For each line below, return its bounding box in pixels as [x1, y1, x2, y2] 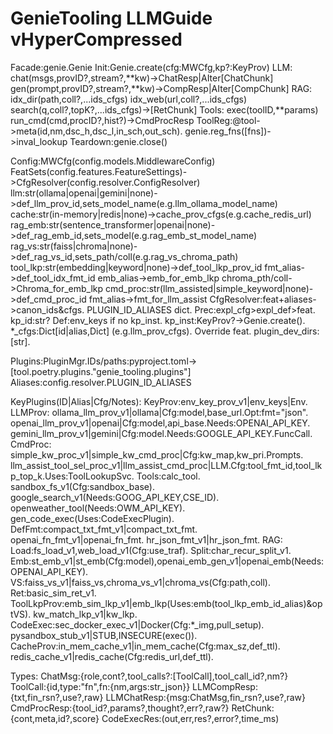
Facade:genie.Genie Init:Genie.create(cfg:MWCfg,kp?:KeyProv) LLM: [10, 61, 293, 73]
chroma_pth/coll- [221, 272, 293, 284]
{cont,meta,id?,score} [10, 712, 100, 724]
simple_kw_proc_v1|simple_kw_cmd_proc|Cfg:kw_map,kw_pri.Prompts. [10, 448, 304, 461]
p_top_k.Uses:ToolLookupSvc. [10, 470, 135, 482]
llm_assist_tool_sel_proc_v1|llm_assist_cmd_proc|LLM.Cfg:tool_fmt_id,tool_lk [10, 459, 323, 471]
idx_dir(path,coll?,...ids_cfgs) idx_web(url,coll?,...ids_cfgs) [10, 93, 248, 105]
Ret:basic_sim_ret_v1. [10, 587, 97, 599]
